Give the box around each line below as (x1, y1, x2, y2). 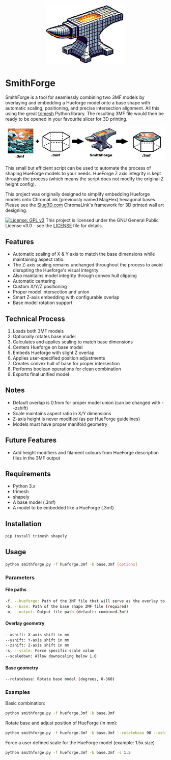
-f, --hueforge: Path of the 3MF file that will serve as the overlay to (5, 599, 165, 604)
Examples (5, 689, 31, 696)
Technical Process (5, 314, 65, 323)
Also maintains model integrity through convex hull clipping (12, 273, 137, 279)
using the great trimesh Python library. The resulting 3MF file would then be (5, 110, 164, 117)
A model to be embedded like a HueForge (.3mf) (12, 505, 115, 511)
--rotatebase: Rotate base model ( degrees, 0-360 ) (5, 676, 115, 682)
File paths (5, 586, 27, 593)
